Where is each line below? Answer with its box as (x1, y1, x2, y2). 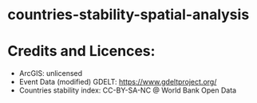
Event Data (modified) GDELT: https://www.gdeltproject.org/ (18, 77, 217, 87)
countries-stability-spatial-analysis (7, 6, 250, 24)
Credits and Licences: (7, 42, 156, 61)
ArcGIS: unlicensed (18, 69, 83, 78)
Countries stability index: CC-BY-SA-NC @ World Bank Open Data (18, 85, 237, 95)
